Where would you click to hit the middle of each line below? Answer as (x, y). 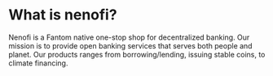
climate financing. (38, 63)
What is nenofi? (63, 15)
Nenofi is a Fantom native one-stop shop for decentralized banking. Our (129, 37)
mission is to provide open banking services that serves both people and (130, 45)
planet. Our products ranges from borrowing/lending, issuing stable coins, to (137, 54)
